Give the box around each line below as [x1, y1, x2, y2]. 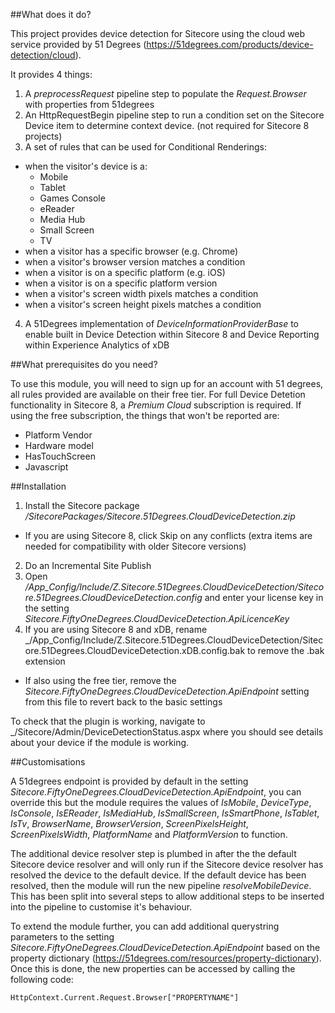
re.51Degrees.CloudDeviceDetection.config [24, 592, 203, 603]
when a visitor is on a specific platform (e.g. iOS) [24, 267, 226, 278]
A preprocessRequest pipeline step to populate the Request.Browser [24, 88, 307, 99]
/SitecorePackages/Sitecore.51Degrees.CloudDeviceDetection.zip [24, 510, 296, 522]
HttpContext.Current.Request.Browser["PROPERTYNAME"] [10, 993, 240, 1003]
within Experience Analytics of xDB [24, 339, 170, 351]
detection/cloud [10, 49, 76, 61]
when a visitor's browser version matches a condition [24, 256, 246, 268]
